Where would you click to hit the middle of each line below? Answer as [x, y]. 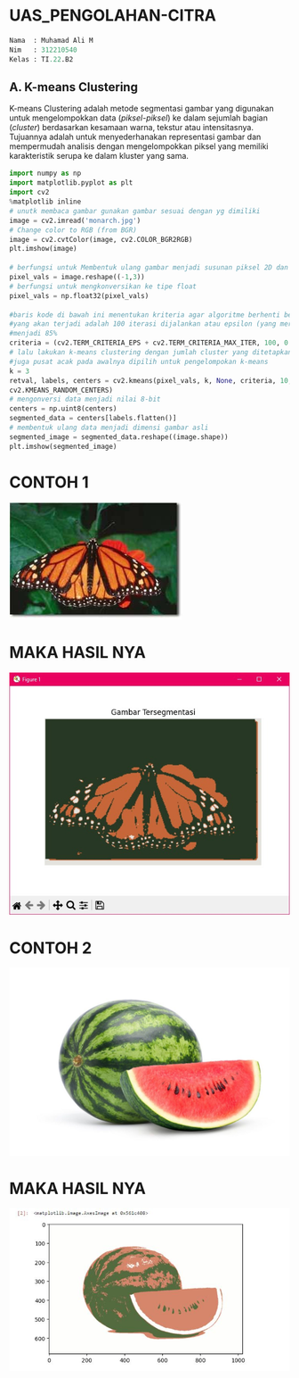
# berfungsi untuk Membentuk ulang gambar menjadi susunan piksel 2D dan [149, 268]
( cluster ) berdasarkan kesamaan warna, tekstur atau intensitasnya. [131, 128]
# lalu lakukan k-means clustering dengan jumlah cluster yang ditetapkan [151, 353]
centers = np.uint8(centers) [63, 409]
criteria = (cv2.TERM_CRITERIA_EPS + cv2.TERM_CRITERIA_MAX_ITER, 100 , [145, 343]
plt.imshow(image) [43, 249]
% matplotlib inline [45, 202]
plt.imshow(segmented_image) [63, 446]
